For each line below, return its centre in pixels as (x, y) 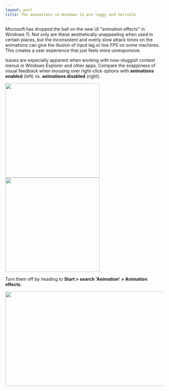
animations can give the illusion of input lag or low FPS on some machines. (82, 45)
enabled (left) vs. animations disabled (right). (53, 76)
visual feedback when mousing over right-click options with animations (80, 70)
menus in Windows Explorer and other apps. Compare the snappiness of (80, 65)
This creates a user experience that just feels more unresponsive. (73, 50)
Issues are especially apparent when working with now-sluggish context (80, 60)
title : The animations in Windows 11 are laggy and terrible (71, 15)
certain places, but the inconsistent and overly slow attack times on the (79, 40)
